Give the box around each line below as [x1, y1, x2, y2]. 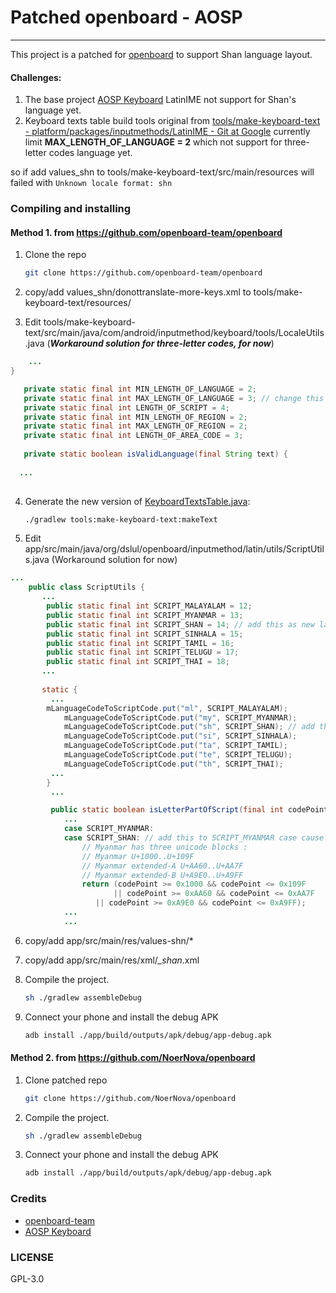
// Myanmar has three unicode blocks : [81, 842, 248, 852]
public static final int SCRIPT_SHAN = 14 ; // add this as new [46, 619, 315, 630]
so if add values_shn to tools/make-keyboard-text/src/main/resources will [10, 166, 315, 178]
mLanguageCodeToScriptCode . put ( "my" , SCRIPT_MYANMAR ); [63, 712, 298, 723]
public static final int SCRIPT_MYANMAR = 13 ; [46, 610, 244, 620]
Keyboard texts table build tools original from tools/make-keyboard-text [24, 115, 321, 127]
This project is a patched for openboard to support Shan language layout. [10, 48, 313, 60]
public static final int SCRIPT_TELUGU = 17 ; [46, 647, 240, 658]
